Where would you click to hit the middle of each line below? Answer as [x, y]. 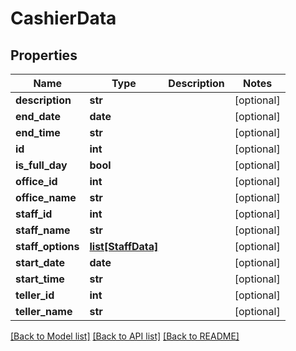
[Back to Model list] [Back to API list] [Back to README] [125, 336]
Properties [44, 55]
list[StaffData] [124, 246]
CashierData [63, 18]
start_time [40, 279]
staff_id [34, 214]
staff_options [47, 246]
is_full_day [41, 165]
